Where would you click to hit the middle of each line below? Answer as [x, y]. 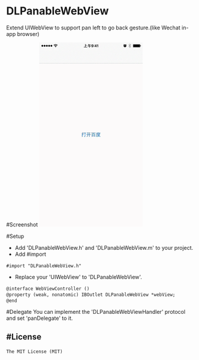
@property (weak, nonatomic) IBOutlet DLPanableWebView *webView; [91, 295]
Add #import [31, 254]
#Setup [15, 236]
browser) [28, 34]
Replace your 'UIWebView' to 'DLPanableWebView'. [79, 277]
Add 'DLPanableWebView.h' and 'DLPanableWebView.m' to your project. [104, 247]
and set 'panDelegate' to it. [40, 318]
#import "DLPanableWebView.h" [44, 266]
